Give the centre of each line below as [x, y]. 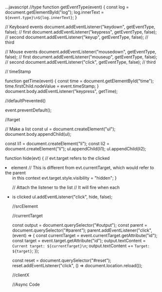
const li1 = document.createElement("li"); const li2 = [57, 144]
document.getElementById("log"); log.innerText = [54, 12]
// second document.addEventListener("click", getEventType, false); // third [80, 62]
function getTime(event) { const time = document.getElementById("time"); [80, 81]
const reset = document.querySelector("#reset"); [62, 260]
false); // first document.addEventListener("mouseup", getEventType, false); [81, 57]
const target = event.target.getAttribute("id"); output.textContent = [79, 241]
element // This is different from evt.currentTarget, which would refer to [83, 168]
